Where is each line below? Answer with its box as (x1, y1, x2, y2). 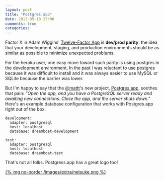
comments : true (5, 21, 37, 26)
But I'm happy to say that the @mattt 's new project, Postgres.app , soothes (5, 85, 158, 91)
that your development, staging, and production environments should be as (5, 45, 160, 51)
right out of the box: (5, 106, 46, 112)
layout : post (5, 7, 32, 12)
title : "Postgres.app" (5, 12, 52, 17)
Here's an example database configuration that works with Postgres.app (5, 101, 153, 107)
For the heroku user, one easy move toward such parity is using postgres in (5, 60, 160, 66)
